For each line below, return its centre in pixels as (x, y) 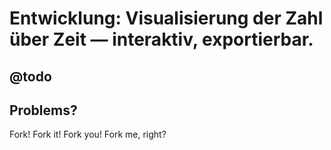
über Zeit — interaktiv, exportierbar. (161, 39)
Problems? (43, 110)
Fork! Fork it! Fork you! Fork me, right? (88, 134)
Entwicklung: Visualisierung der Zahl (166, 18)
